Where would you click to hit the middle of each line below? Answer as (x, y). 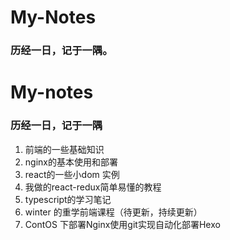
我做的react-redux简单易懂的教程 (93, 187)
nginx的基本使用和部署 (71, 162)
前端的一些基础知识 (64, 149)
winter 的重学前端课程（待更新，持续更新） (113, 212)
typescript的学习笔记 (68, 199)
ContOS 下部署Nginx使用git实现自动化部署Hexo (122, 224)
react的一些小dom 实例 (72, 174)
